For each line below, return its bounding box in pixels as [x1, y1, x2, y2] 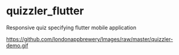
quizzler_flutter [6, 4, 84, 18]
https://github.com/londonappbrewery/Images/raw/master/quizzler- [6, 35, 173, 42]
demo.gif [6, 42, 29, 49]
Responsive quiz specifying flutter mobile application [6, 24, 137, 31]
